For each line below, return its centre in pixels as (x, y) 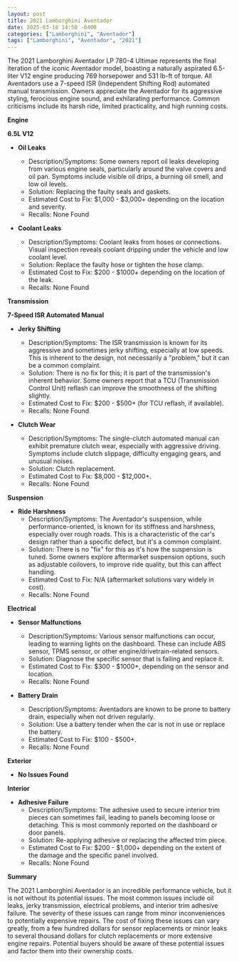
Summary (22, 876)
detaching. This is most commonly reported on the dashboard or (123, 825)
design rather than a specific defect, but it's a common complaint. (125, 542)
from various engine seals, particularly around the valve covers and (127, 169)
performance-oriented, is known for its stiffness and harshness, (122, 527)
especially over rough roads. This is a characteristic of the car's (122, 534)
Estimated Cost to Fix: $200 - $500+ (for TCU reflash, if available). (126, 403)
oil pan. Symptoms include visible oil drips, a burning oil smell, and (126, 177)
